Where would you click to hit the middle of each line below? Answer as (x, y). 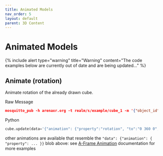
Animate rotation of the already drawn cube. (49, 92)
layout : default (21, 18)
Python (12, 120)
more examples (20, 148)
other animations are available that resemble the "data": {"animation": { (79, 138)
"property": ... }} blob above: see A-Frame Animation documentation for (80, 143)
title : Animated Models (29, 9)
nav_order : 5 (18, 14)
